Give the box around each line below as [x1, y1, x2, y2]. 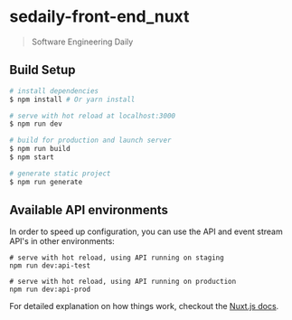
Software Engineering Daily [31, 36, 134, 47]
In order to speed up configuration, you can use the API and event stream [9, 226, 283, 237]
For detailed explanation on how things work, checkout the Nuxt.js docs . [9, 301, 279, 312]
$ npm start [9, 153, 54, 162]
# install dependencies [9, 86, 99, 96]
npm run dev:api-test [9, 261, 91, 270]
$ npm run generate [9, 177, 83, 186]
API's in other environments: [9, 236, 115, 247]
